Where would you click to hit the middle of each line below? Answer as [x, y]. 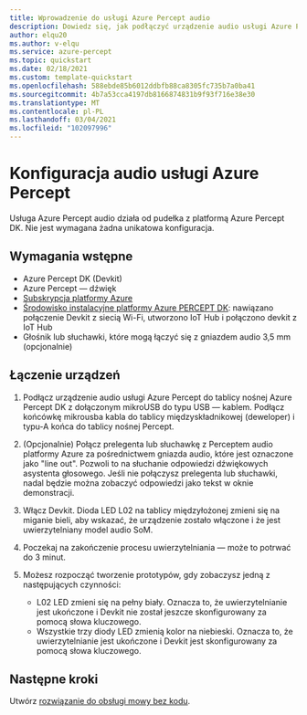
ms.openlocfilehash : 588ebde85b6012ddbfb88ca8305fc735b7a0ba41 [132, 86]
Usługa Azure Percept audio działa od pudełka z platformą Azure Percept [147, 218]
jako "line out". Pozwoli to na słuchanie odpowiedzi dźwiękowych [145, 463]
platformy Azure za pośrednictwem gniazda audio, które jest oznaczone [158, 454]
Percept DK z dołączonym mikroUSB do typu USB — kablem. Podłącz [153, 406]
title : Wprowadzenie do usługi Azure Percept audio [110, 18]
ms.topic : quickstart [51, 60]
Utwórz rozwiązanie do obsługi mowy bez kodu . [100, 701]
